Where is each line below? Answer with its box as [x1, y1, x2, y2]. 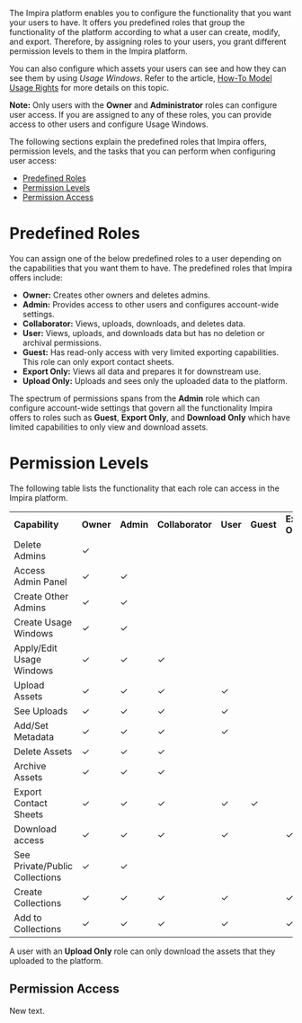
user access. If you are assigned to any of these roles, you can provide [9, 110, 272, 120]
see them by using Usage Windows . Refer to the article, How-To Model [9, 73, 272, 84]
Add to [13, 912, 42, 924]
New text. [9, 1005, 45, 1016]
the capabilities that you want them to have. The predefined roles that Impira [9, 262, 293, 273]
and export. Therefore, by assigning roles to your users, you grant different [9, 36, 287, 47]
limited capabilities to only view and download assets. [9, 422, 209, 432]
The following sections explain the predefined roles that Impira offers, [9, 137, 267, 147]
